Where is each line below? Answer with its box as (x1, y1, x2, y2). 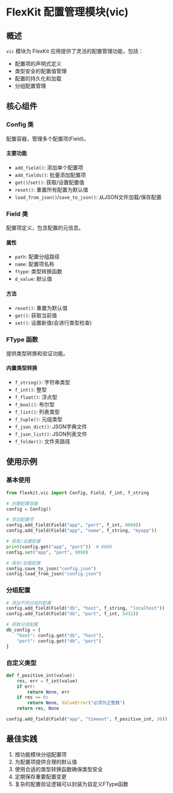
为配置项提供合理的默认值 (14, 758, 77, 765)
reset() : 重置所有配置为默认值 (14, 186, 89, 193)
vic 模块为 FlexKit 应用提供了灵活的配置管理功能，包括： (6, 48, 144, 54)
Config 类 (6, 121, 34, 129)
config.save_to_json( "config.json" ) (6, 565, 96, 571)
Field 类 (6, 209, 28, 218)
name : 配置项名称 (14, 261, 55, 268)
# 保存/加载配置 (6, 560, 41, 566)
